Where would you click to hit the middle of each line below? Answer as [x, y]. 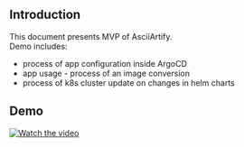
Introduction [45, 15]
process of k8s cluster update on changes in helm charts [128, 83]
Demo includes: [38, 46]
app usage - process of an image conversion [106, 73]
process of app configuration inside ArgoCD [105, 63]
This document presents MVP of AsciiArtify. [91, 36]
